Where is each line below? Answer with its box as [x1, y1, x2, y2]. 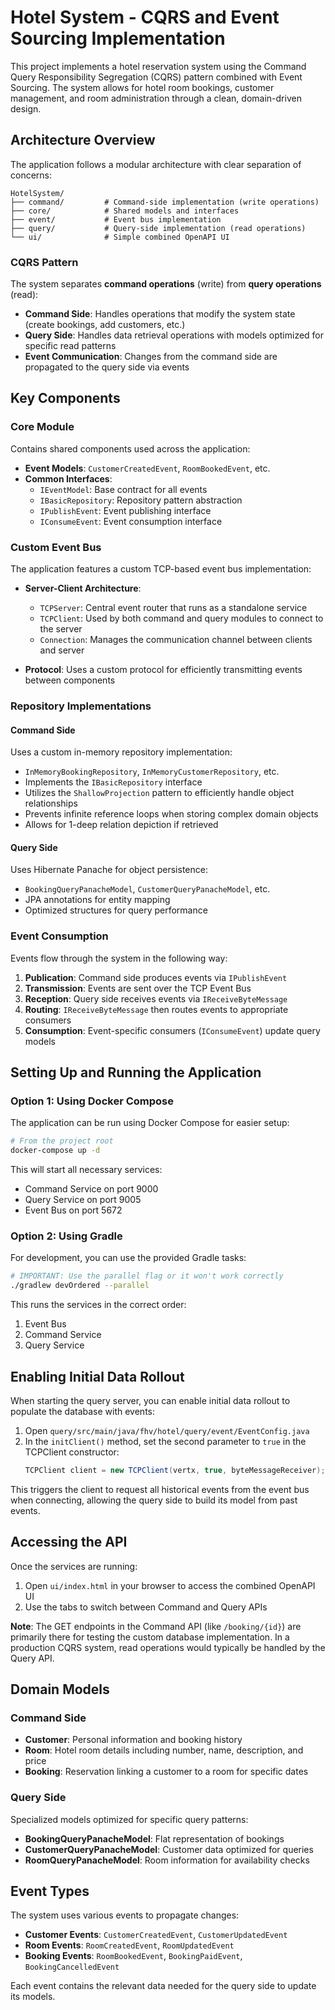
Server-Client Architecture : [24, 582, 142, 595]
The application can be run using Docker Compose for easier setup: [10, 1117, 290, 1129]
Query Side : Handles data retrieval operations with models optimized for [24, 329, 325, 341]
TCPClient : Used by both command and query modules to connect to [39, 612, 324, 625]
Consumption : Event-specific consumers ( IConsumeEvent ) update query [24, 1024, 321, 1036]
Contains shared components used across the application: [10, 442, 251, 455]
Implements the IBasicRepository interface [24, 776, 203, 788]
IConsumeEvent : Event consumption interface [39, 515, 223, 527]
